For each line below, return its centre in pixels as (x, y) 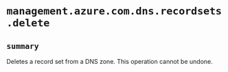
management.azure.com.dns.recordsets (114, 11)
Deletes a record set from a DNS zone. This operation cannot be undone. (110, 61)
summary (23, 46)
